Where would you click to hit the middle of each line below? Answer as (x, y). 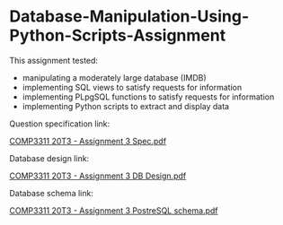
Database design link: (49, 158)
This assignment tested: (54, 60)
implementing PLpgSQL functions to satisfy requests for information (148, 97)
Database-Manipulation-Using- (129, 17)
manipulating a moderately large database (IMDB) (114, 77)
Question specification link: (60, 124)
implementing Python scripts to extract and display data (126, 106)
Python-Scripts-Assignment (118, 35)
